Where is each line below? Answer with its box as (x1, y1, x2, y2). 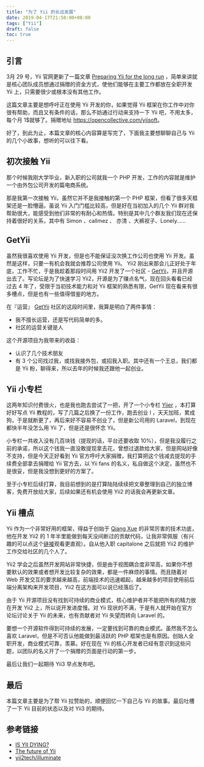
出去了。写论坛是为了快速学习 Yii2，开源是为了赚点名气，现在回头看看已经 (6, 275, 193, 282)
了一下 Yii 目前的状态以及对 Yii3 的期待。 (6, 705, 108, 712)
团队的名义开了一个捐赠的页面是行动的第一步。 (22, 648, 140, 655)
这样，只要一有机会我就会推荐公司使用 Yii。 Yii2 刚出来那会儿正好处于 (16, 259, 191, 267)
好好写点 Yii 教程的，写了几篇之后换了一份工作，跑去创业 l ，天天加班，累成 (6, 409, 195, 416)
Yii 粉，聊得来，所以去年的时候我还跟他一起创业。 (22, 365, 147, 372)
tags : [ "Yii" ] (6, 20, 42, 26)
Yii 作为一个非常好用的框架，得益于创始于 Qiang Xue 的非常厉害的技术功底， (6, 525, 197, 533)
